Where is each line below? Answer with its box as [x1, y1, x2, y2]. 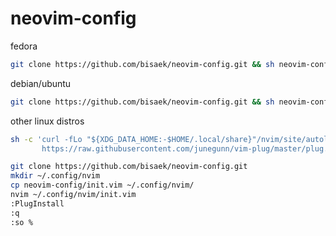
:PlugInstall [10, 198, 65, 209]
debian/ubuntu [10, 77, 72, 89]
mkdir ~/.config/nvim [10, 171, 101, 181]
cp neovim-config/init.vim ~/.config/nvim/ [10, 180, 195, 191]
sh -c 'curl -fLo [10, 134, 83, 144]
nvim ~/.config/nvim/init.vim [10, 190, 137, 200]
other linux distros [10, 115, 85, 127]
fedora [10, 40, 38, 52]
